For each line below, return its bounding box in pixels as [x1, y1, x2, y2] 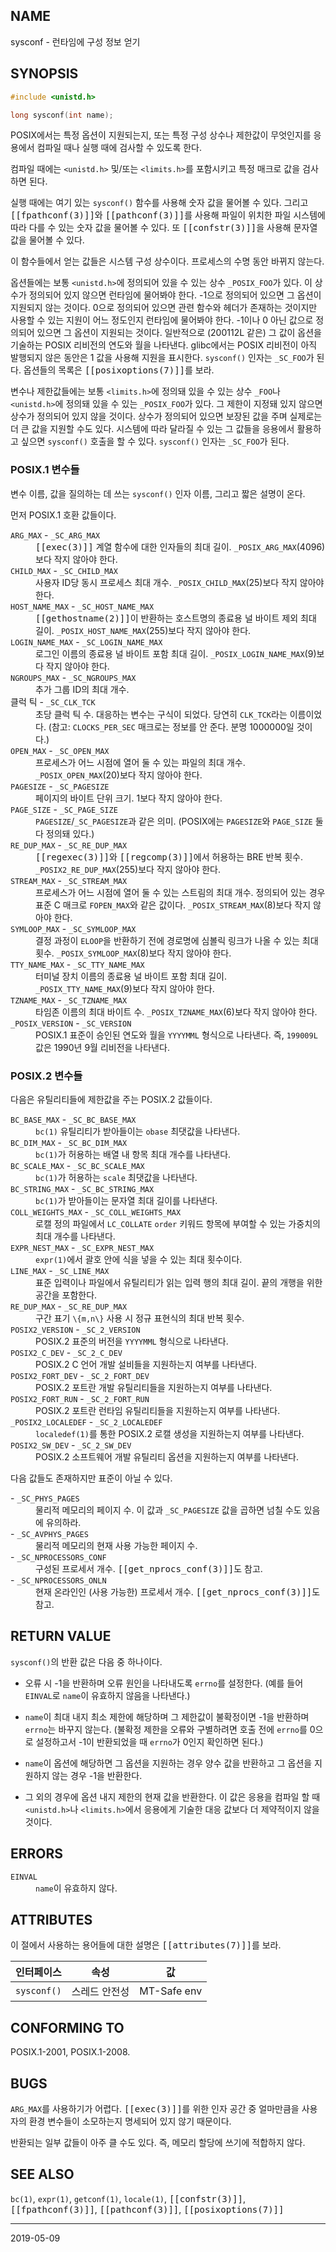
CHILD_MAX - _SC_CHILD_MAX [10, 564, 118, 576]
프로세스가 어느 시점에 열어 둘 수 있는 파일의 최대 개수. [35, 756, 246, 768]
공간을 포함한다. [35, 1289, 98, 1301]
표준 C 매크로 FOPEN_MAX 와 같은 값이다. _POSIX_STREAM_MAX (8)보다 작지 [35, 899, 312, 911]
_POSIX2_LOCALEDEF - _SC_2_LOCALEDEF [10, 1415, 163, 1428]
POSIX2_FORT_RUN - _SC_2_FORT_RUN [10, 1392, 150, 1404]
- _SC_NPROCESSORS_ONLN [10, 1574, 107, 1586]
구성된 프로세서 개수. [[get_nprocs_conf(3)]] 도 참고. [35, 1562, 263, 1574]
